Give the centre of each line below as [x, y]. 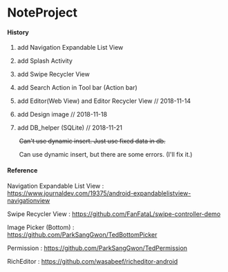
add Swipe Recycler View [53, 75]
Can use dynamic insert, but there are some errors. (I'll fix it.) [106, 155]
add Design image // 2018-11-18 [62, 115]
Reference [22, 170]
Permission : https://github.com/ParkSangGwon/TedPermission [97, 248]
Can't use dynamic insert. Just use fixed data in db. [92, 141]
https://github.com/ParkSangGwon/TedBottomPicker [82, 234]
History [18, 32]
